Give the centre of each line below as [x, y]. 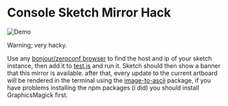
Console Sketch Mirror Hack [89, 13]
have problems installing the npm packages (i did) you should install [103, 87]
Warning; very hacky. [37, 45]
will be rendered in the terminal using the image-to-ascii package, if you [109, 80]
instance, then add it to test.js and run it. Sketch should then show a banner [114, 65]
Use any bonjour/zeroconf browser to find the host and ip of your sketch [110, 58]
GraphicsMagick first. [38, 95]
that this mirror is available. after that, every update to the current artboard [112, 73]
